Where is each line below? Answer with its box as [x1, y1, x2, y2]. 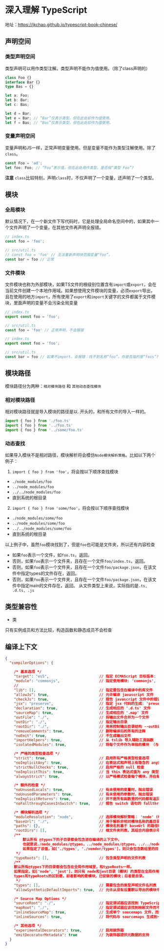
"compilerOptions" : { [9, 660, 54, 666]
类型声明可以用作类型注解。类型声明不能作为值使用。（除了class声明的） [5, 65, 150, 71]
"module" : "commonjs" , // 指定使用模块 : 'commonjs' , [14, 678, 156, 684]
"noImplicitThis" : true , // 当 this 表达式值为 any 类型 [14, 769, 159, 775]
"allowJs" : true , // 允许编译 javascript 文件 [14, 692, 154, 697]
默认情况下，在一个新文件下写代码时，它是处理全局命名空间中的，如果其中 [5, 219, 155, 225]
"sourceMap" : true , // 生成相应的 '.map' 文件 [14, 710, 149, 716]
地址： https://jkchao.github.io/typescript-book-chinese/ [5, 22, 118, 27]
